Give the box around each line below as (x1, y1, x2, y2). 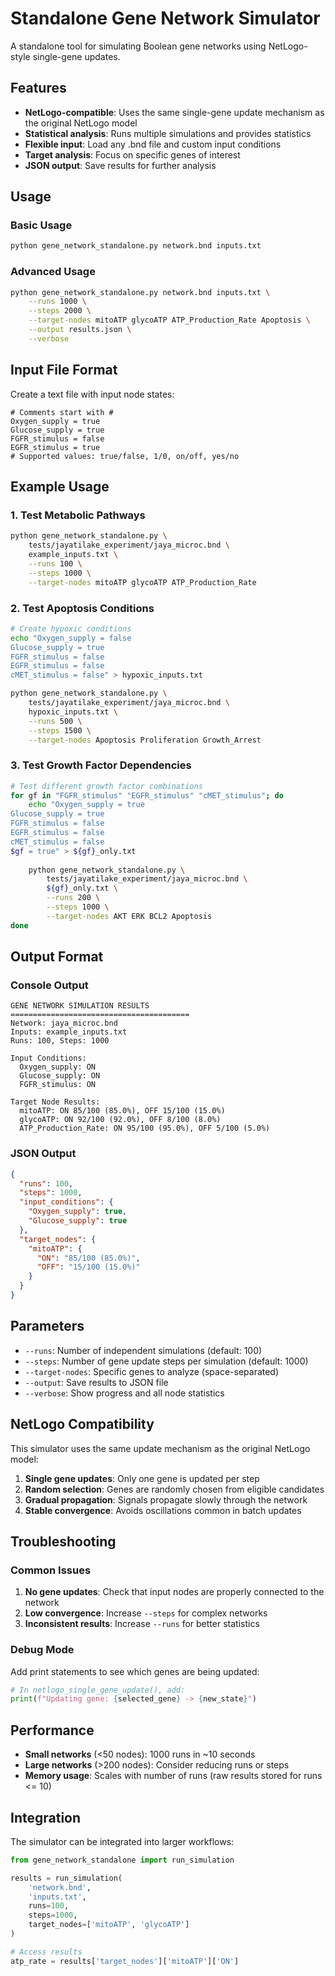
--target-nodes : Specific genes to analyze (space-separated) (24, 1365, 280, 1377)
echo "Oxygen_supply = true (28, 800, 145, 810)
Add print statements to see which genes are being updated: (10, 1665, 260, 1677)
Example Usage (10, 478, 110, 496)
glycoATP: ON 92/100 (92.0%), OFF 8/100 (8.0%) (19, 1115, 222, 1125)
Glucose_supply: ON (19, 1071, 101, 1081)
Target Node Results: (10, 1097, 101, 1107)
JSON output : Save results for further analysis (24, 159, 217, 171)
